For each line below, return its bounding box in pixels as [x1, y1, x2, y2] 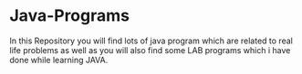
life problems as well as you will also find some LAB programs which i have [9, 44, 291, 55]
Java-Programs [9, 5, 130, 26]
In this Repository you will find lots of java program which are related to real [9, 35, 294, 46]
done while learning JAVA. [9, 54, 109, 65]
